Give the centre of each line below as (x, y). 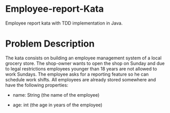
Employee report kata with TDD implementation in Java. (64, 23)
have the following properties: (37, 85)
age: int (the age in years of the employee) (57, 105)
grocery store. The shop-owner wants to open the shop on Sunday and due (85, 63)
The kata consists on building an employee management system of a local (83, 58)
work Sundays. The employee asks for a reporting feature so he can (77, 74)
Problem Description (50, 44)
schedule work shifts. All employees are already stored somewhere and (81, 79)
